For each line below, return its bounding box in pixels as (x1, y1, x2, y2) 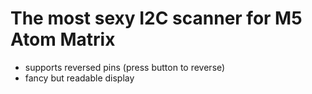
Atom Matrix (10, 28, 116, 51)
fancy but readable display (24, 72, 135, 84)
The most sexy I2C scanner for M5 (10, 7, 303, 30)
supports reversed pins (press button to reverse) (24, 61, 226, 73)
